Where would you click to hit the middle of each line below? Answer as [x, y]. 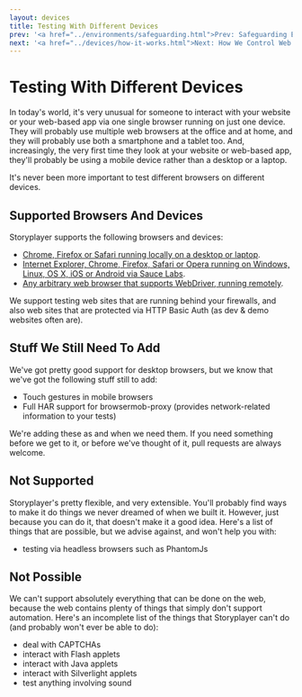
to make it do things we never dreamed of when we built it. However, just [144, 512]
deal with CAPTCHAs [62, 645]
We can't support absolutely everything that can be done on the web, [138, 599]
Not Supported [52, 481]
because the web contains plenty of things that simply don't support [136, 608]
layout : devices [40, 18]
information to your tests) [69, 416]
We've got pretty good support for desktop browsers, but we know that [141, 369]
